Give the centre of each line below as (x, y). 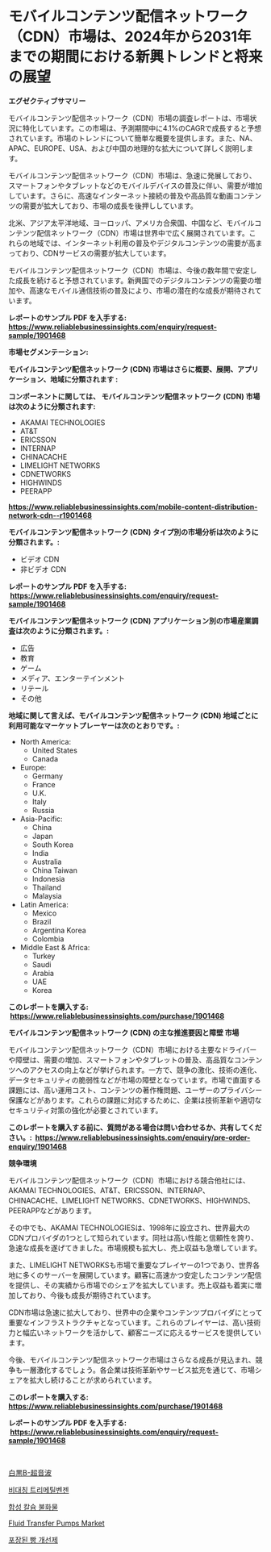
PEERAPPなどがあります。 (52, 1210)
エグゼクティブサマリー (47, 101)
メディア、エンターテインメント (72, 678)
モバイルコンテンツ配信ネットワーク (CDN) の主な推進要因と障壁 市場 (124, 1033)
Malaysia (47, 895)
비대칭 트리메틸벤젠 (39, 1490)
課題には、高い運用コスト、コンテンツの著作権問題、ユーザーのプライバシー (135, 1090)
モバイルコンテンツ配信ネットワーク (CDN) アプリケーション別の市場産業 (130, 620)
